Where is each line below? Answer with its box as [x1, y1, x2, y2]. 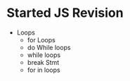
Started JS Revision [6, 5, 124, 21]
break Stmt [27, 58, 60, 66]
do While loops [27, 43, 71, 51]
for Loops [27, 35, 56, 44]
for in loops [27, 66, 60, 74]
